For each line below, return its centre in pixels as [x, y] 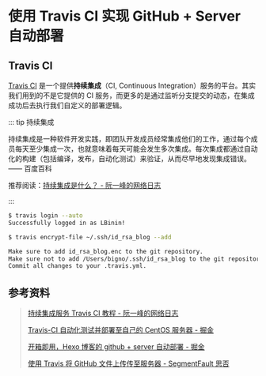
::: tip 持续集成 [31, 122]
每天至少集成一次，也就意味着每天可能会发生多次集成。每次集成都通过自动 [136, 149]
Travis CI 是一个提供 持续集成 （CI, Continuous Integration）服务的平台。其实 [132, 85]
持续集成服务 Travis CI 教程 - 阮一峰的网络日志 [103, 314]
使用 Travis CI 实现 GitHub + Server [125, 16]
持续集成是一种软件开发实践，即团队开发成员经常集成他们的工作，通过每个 [129, 139]
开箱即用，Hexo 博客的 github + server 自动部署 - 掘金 [116, 347]
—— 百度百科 [30, 168]
